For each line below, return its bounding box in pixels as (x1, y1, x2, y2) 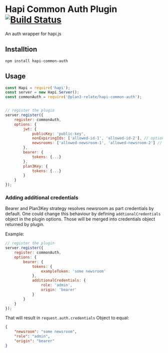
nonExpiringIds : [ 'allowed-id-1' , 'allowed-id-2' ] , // (31, 136, 149, 141)
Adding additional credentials (5, 194, 78, 201)
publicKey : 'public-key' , (31, 131, 86, 136)
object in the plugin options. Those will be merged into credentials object (5, 216, 155, 222)
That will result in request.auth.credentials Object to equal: (5, 315, 129, 321)
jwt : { (23, 126, 37, 131)
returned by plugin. (5, 221, 45, 227)
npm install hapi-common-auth (5, 58, 68, 63)
